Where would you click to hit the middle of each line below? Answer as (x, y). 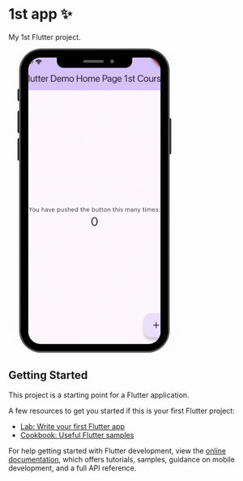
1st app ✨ (40, 14)
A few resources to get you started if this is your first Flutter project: (122, 410)
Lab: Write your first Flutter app (72, 426)
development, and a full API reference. (72, 468)
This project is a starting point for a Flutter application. (99, 395)
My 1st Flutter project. (45, 37)
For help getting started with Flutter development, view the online (117, 450)
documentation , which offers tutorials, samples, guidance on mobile (122, 459)
